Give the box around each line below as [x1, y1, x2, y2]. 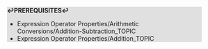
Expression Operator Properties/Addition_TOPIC [17, 35, 154, 42]
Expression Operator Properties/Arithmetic [17, 20, 139, 28]
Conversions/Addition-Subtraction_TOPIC [17, 27, 136, 35]
